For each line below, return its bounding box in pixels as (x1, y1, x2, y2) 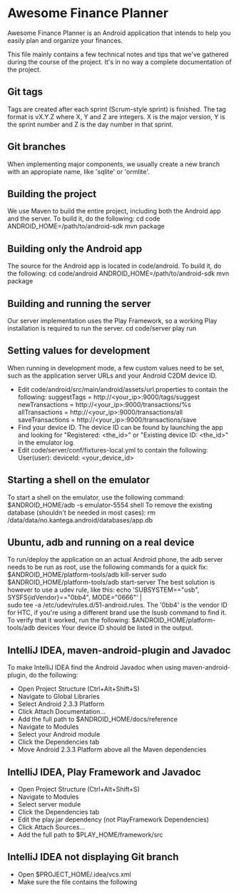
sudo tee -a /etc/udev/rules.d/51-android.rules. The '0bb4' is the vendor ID (7, 601, 228, 610)
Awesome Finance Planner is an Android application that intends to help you (7, 29, 231, 37)
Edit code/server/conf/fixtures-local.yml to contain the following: (17, 445, 208, 454)
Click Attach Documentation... (17, 707, 106, 716)
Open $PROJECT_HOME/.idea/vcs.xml (17, 869, 131, 879)
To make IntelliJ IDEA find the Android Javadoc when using (7, 663, 181, 672)
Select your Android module (17, 730, 101, 739)
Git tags (7, 86, 44, 98)
